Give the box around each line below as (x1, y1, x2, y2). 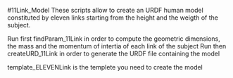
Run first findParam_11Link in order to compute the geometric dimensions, (7, 34, 220, 43)
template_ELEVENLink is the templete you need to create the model (7, 63, 203, 71)
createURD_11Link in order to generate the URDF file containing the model (7, 49, 220, 58)
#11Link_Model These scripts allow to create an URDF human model (7, 6, 204, 14)
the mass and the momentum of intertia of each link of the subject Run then (7, 42, 227, 50)
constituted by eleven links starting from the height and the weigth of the (7, 13, 218, 22)
